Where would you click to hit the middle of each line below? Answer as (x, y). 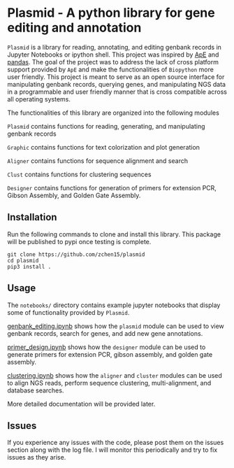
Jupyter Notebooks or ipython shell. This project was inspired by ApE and (113, 55)
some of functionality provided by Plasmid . (68, 312)
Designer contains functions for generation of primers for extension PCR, (112, 187)
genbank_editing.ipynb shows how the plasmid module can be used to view (116, 326)
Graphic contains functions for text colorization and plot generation (104, 147)
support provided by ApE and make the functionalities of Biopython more (111, 69)
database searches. (36, 390)
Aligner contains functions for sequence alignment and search (98, 161)
